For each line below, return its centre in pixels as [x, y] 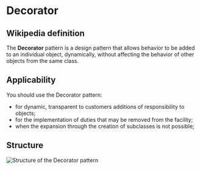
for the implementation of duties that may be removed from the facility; [104, 119]
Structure [25, 145]
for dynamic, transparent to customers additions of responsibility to [100, 106]
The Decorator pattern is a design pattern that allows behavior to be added [100, 48]
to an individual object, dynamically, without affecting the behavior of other [100, 54]
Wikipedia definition [46, 33]
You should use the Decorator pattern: [54, 95]
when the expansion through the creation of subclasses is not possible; [105, 126]
